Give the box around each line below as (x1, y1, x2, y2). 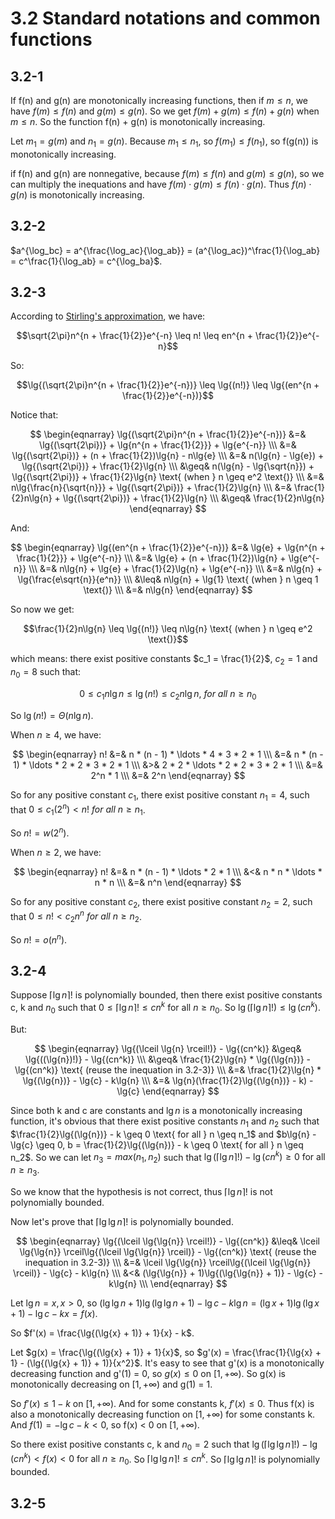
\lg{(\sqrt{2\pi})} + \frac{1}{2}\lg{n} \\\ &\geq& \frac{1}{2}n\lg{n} (62, 492, 325, 504)
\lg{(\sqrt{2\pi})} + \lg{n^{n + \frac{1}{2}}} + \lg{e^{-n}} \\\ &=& (39, 439, 297, 451)
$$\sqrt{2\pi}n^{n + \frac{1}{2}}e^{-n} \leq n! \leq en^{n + (16, 330, 253, 342)
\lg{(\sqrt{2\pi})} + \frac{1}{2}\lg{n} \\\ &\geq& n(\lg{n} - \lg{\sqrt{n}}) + (21, 460, 315, 472)
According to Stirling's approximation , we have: (10, 310, 206, 322)
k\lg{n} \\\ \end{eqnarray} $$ (108, 1277, 228, 1289)
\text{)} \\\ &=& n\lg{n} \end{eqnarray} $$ (83, 584, 253, 596)
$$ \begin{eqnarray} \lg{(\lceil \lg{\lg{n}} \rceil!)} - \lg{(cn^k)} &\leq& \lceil (16, 1235, 320, 1247)
